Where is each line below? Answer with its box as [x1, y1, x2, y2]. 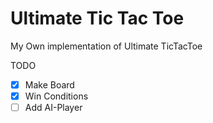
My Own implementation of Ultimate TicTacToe [10, 40, 203, 52]
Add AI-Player [24, 102, 83, 114]
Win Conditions [24, 90, 89, 102]
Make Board [24, 78, 75, 91]
